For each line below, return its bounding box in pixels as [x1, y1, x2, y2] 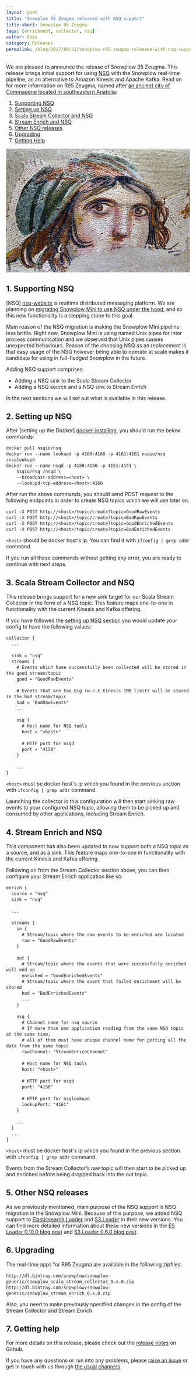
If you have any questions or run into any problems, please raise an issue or [6, 1357, 188, 1364]
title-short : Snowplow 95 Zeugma [6, 22, 87, 28]
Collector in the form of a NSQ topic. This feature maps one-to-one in [6, 599, 173, 606]
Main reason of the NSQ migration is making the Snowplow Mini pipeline [6, 323, 180, 330]
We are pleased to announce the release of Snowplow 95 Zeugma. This [6, 63, 178, 70]
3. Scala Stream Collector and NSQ [6, 578, 135, 588]
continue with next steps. [6, 561, 67, 568]
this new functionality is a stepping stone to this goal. [6, 312, 134, 319]
